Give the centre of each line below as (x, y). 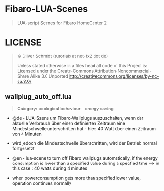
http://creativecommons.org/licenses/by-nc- (114, 76)
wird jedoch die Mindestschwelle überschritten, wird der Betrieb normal (84, 143)
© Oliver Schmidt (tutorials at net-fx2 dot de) (62, 56)
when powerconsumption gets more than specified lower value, (76, 178)
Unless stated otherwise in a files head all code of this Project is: (82, 65)
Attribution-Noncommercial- (123, 71)
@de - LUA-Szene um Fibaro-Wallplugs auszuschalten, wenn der (78, 118)
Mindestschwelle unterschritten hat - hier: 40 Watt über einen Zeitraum (84, 128)
